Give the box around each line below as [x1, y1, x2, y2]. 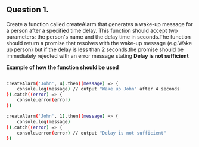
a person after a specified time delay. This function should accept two [6, 27, 178, 34]
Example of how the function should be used [6, 64, 119, 71]
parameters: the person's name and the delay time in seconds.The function [6, 33, 191, 40]
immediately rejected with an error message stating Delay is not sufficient [6, 52, 189, 59]
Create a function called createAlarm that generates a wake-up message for [6, 20, 193, 27]
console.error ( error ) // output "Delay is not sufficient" [17, 130, 167, 136]
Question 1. [6, 5, 49, 15]
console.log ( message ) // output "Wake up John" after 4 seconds [17, 86, 180, 92]
